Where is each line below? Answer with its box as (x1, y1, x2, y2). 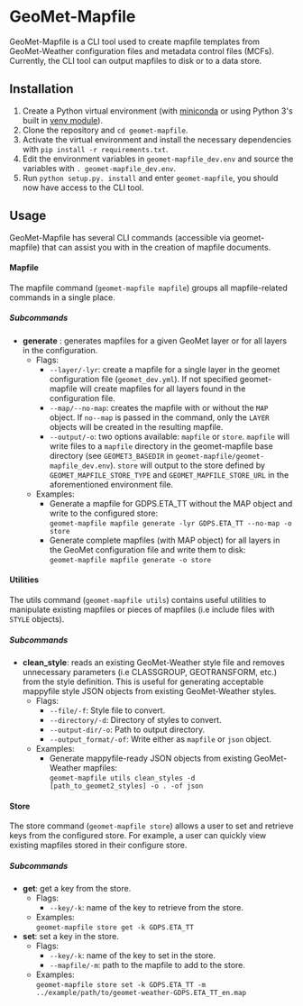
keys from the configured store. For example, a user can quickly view (9, 830, 267, 841)
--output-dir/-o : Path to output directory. (49, 724, 206, 735)
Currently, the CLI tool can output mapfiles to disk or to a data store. (9, 55, 262, 66)
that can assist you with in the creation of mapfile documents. (41, 242, 271, 252)
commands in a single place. (9, 291, 115, 303)
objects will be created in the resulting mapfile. (49, 421, 224, 432)
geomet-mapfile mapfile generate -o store (49, 555, 212, 564)
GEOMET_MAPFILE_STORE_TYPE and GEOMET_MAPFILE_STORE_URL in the (49, 469, 289, 480)
